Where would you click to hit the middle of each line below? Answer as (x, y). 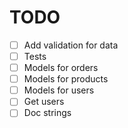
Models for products (66, 79)
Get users (44, 102)
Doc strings (47, 113)
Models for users (59, 90)
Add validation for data (71, 45)
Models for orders (61, 68)
